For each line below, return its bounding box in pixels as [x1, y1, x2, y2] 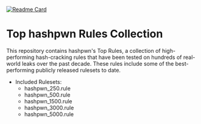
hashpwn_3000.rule [24, 104, 74, 111]
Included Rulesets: [15, 78, 62, 85]
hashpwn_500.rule [24, 91, 71, 98]
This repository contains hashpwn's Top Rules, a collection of [6, 47, 161, 54]
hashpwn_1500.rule [24, 97, 72, 105]
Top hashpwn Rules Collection [6, 27, 163, 41]
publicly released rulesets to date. [35, 66, 121, 74]
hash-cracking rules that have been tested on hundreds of [35, 53, 182, 61]
